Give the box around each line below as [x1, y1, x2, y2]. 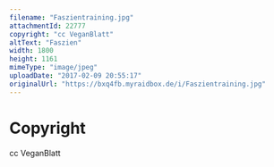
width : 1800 [9, 46, 54, 55]
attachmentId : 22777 [9, 21, 87, 30]
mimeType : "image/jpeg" [9, 63, 98, 72]
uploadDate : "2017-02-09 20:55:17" [9, 71, 142, 80]
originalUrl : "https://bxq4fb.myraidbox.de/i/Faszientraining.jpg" [9, 79, 267, 88]
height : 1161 [9, 54, 58, 63]
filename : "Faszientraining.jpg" [9, 13, 134, 22]
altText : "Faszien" [9, 38, 82, 47]
